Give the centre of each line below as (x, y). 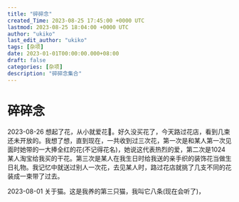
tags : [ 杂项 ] (26, 47)
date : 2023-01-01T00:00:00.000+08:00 (63, 54)
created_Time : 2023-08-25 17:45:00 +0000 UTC (76, 21)
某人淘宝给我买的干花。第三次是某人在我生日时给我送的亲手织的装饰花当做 (116, 159)
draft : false (27, 60)
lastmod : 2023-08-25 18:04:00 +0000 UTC (68, 27)
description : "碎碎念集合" (44, 73)
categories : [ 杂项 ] (35, 67)
